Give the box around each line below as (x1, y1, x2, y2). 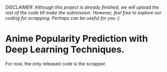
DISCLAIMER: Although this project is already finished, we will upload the (5, 4, 159, 10)
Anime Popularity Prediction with (5, 33, 148, 44)
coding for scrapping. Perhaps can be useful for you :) (5, 15, 120, 21)
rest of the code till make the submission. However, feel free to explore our (5, 9, 162, 15)
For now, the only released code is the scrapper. (5, 60, 106, 66)
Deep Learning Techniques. (5, 43, 125, 55)
